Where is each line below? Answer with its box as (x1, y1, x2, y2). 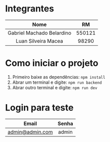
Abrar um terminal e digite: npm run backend (12, 79, 102, 85)
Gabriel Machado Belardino (7, 29, 72, 36)
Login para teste (5, 102, 74, 114)
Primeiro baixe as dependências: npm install (12, 74, 106, 80)
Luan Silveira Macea (15, 37, 63, 44)
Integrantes (5, 3, 54, 14)
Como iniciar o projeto (5, 58, 99, 69)
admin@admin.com (7, 128, 53, 135)
